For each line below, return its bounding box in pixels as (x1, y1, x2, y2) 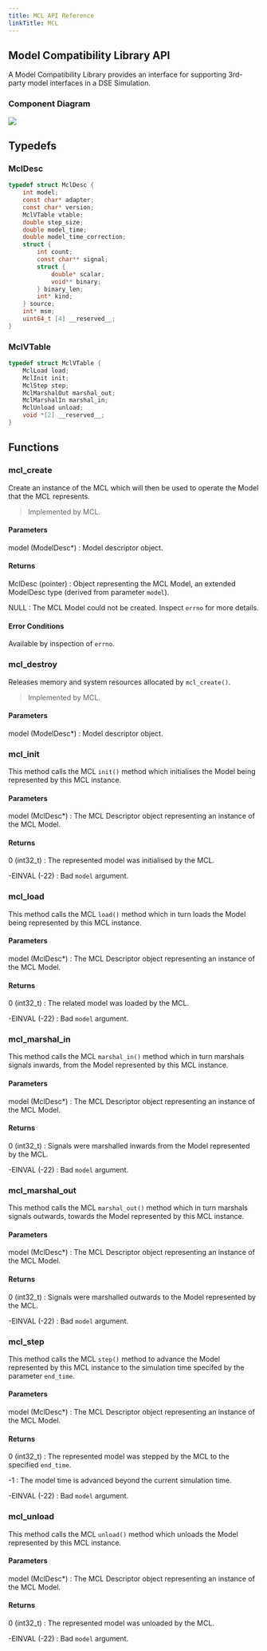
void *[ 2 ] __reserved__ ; (22, 411, 105, 419)
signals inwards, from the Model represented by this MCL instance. (8, 1060, 229, 1070)
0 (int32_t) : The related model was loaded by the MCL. (8, 998, 190, 1008)
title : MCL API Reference (8, 11, 94, 20)
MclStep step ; (22, 381, 69, 390)
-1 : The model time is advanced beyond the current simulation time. (8, 1475, 232, 1486)
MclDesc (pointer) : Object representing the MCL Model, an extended (8, 579, 236, 589)
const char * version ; (22, 203, 94, 212)
